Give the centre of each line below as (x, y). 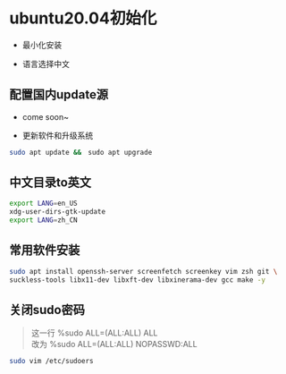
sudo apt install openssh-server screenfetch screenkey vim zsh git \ (143, 271)
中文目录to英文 (50, 183)
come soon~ (46, 116)
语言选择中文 (46, 64)
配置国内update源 (59, 95)
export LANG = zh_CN (43, 220)
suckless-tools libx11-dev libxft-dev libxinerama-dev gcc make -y (138, 280)
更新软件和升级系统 (58, 135)
